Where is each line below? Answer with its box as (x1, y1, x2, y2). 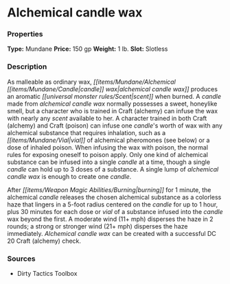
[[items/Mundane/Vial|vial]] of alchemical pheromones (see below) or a (7, 136, 210, 144)
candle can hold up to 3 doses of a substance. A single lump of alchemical (7, 165, 219, 173)
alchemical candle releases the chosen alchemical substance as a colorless (7, 193, 222, 201)
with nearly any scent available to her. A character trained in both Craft (7, 114, 207, 122)
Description (7, 62, 47, 71)
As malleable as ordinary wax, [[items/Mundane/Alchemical (7, 78, 176, 86)
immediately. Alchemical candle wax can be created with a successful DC (7, 229, 216, 237)
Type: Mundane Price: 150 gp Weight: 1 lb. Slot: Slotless (7, 45, 168, 53)
